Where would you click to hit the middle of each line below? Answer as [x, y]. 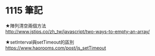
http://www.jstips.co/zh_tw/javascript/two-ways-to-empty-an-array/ [77, 31]
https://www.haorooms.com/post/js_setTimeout [56, 48]
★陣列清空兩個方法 [26, 26]
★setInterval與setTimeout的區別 [40, 42]
